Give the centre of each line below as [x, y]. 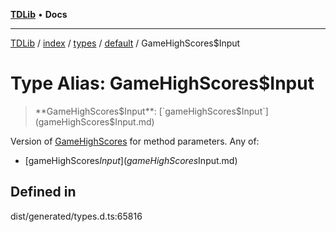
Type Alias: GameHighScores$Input [162, 83]
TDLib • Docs [39, 14]
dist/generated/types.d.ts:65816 [76, 216]
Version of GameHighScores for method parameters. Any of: [135, 141]
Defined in [43, 192]
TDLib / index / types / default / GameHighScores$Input [125, 43]
